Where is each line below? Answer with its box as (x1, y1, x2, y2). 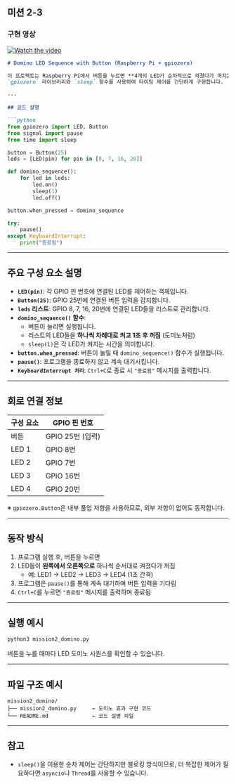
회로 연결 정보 (7, 396, 63, 407)
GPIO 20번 (45, 484, 81, 494)
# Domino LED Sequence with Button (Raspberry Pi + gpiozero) (7, 59, 193, 67)
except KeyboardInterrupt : (7, 233, 86, 240)
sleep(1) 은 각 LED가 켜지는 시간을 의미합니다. (27, 339, 155, 348)
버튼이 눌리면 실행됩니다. (27, 322, 96, 330)
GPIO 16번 (45, 471, 81, 481)
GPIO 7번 (45, 457, 76, 467)
